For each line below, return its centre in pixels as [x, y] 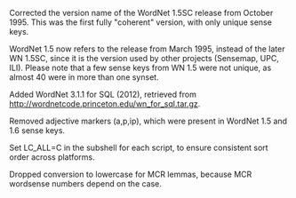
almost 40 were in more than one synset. [84, 77]
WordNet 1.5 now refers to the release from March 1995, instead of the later [147, 49]
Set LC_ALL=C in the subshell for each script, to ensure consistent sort [139, 147]
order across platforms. [52, 157]
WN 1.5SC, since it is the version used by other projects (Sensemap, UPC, [144, 58]
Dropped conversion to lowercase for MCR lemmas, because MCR [131, 174]
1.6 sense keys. [37, 131]
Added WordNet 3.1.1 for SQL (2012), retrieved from [103, 94]
